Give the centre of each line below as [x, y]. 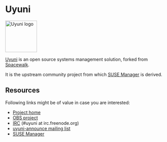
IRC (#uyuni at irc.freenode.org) [46, 123]
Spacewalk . [17, 65]
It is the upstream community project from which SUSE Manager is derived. [84, 74]
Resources [23, 90]
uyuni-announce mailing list [41, 128]
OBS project [25, 118]
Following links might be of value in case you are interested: [68, 103]
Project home [27, 112]
